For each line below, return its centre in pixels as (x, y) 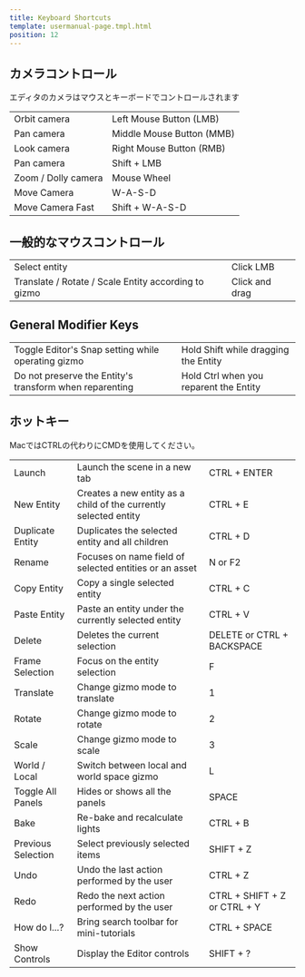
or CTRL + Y (235, 906)
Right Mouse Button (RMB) (169, 149)
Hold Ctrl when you (222, 376)
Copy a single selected (125, 582)
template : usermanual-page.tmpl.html (81, 26)
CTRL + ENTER (241, 473)
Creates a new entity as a (131, 493)
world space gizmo (118, 777)
